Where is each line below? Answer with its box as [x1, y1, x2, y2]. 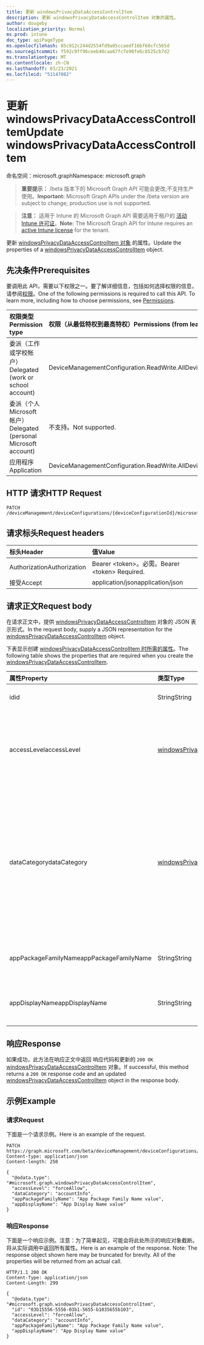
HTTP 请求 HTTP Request [6, 488, 102, 499]
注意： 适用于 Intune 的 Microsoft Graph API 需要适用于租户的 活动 [21, 212, 187, 220]
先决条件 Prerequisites [6, 265, 90, 276]
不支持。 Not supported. [48, 423, 117, 431]
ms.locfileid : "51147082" [6, 71, 72, 77]
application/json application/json [92, 578, 183, 586]
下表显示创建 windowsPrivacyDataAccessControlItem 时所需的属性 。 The [6, 645, 189, 653]
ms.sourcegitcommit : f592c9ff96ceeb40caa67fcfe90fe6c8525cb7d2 [6, 49, 170, 55]
